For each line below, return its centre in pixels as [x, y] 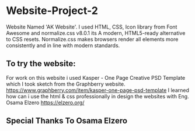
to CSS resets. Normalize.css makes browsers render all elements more [92, 39]
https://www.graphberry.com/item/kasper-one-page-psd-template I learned [98, 90]
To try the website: [41, 64]
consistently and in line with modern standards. [63, 45]
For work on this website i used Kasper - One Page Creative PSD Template [96, 77]
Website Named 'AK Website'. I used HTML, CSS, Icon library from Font [92, 27]
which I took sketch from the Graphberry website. [66, 84]
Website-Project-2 [52, 11]
